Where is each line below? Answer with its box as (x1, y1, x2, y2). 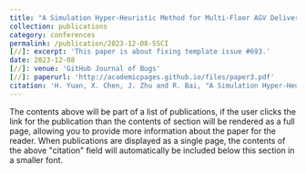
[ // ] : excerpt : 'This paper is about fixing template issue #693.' (9, 47, 271, 56)
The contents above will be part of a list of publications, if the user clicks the (9, 106, 296, 117)
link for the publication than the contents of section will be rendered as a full (9, 116, 295, 127)
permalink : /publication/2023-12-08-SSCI (9, 38, 169, 48)
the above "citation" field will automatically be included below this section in (9, 145, 295, 156)
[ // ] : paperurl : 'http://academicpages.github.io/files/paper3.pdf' (9, 73, 275, 82)
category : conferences (9, 30, 96, 39)
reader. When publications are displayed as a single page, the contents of (9, 135, 286, 146)
